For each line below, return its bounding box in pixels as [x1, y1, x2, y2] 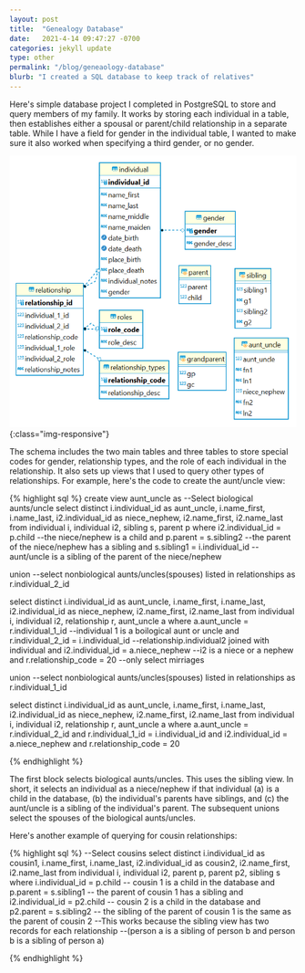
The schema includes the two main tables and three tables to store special [9, 445, 289, 456]
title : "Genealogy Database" [9, 24, 125, 34]
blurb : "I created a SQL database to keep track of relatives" [9, 73, 255, 82]
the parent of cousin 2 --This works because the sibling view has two [9, 915, 269, 926]
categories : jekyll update [9, 44, 112, 53]
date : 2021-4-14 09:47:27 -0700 [9, 34, 141, 43]
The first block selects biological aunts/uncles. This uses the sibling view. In [9, 773, 294, 784]
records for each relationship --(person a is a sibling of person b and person [9, 925, 296, 936]
